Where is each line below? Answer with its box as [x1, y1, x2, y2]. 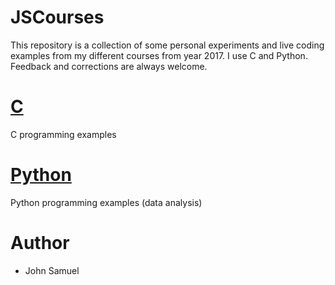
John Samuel [24, 264, 80, 276]
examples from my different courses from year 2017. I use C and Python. [10, 49, 308, 61]
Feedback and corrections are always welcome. [10, 60, 208, 72]
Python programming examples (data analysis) [10, 196, 203, 208]
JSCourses [10, 6, 105, 29]
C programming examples [10, 128, 117, 140]
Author [10, 232, 70, 254]
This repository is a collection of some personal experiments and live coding [10, 39, 325, 51]
